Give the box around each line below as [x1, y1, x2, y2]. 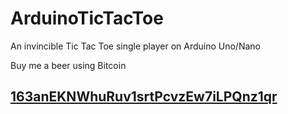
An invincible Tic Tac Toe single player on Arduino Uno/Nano [10, 40, 261, 52]
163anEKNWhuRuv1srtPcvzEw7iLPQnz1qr [10, 88, 278, 106]
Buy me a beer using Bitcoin [10, 59, 127, 71]
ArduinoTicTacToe [10, 7, 164, 30]
